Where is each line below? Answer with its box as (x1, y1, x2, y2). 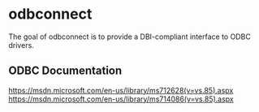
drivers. (8, 40, 34, 50)
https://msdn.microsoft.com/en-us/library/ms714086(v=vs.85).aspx (8, 94, 234, 104)
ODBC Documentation (8, 64, 123, 78)
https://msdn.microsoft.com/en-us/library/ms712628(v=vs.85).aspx (8, 85, 234, 95)
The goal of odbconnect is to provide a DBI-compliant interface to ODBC (8, 32, 252, 41)
